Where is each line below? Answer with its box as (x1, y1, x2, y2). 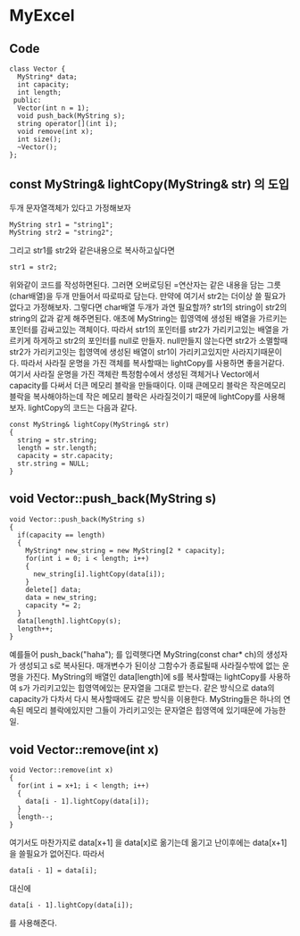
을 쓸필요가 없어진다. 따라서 (9, 848, 105, 859)
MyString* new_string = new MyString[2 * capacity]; (25, 546, 226, 555)
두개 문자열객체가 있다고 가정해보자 (9, 202, 131, 213)
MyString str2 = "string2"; (9, 228, 114, 237)
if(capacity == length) (17, 531, 105, 539)
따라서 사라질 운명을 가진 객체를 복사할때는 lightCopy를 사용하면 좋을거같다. (21, 357, 285, 368)
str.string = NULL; (17, 459, 90, 468)
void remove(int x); (17, 127, 94, 136)
